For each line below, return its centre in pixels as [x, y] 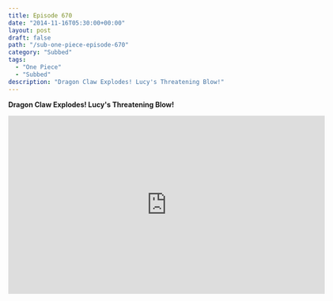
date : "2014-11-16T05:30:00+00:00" [67, 23]
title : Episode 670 [40, 15]
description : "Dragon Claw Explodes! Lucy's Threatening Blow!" [116, 82]
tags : [17, 60]
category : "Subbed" [40, 52]
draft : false [30, 38]
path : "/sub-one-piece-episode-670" [68, 45]
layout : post [30, 30]
